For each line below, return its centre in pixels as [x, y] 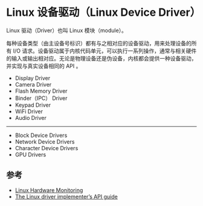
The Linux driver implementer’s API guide [66, 196]
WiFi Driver [29, 111]
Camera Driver [33, 84]
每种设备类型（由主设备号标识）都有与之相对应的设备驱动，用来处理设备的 [99, 43]
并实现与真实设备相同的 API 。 [44, 66]
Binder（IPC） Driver [41, 98]
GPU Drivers [31, 154]
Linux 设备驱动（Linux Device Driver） [104, 12]
